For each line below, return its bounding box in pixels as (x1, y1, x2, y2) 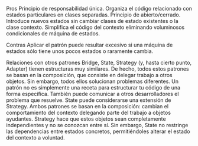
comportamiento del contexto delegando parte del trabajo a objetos (6, 109, 171, 116)
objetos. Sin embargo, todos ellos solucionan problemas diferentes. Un (6, 78, 179, 85)
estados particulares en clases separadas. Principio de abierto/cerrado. (6, 11, 181, 18)
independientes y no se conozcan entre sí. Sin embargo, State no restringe (6, 122, 189, 128)
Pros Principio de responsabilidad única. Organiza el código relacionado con (6, 5, 192, 12)
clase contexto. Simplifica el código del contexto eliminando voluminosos (6, 24, 185, 31)
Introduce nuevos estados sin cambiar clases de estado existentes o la (6, 18, 178, 24)
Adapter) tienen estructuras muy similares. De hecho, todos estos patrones (6, 65, 189, 72)
